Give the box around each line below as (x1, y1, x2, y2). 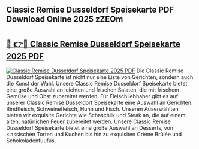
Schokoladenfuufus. (6, 137, 56, 144)
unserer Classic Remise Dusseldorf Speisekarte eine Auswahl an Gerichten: (6, 99, 193, 106)
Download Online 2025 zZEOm (6, 14, 123, 25)
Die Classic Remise (136, 67, 184, 74)
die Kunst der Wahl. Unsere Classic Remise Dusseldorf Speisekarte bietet (6, 80, 188, 87)
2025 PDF (6, 51, 44, 62)
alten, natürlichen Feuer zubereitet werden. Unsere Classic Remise (6, 118, 171, 125)
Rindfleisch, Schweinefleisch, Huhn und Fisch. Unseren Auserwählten (6, 105, 179, 112)
